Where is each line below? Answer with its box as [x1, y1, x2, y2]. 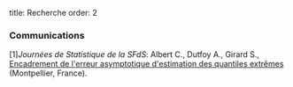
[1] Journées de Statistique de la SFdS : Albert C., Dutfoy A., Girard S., [9, 49, 259, 60]
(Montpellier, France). [9, 68, 88, 78]
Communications [9, 29, 85, 41]
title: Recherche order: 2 [9, 8, 97, 18]
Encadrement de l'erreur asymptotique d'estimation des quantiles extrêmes [9, 59, 284, 69]
